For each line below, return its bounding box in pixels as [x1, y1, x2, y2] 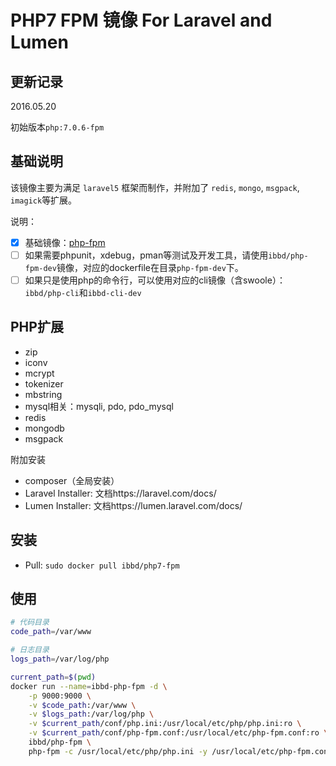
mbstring [24, 388, 63, 400]
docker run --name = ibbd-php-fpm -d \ [10, 681, 168, 691]
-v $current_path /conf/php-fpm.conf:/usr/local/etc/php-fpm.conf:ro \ [28, 728, 329, 738]
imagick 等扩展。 [10, 194, 78, 206]
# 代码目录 [10, 617, 50, 628]
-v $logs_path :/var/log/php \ [28, 709, 155, 720]
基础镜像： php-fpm [24, 236, 106, 248]
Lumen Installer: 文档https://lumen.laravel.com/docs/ [24, 499, 243, 511]
